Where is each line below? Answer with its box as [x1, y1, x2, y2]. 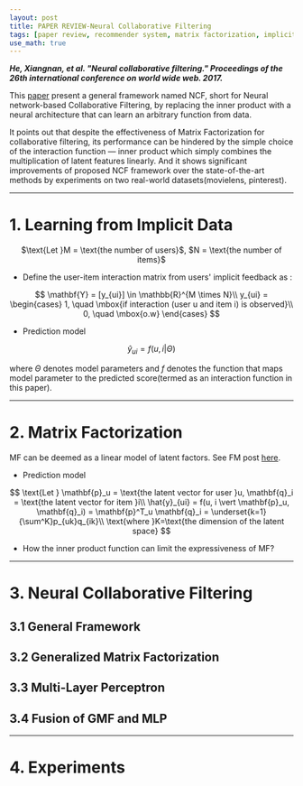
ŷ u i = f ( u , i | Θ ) [127, 344, 176, 356]
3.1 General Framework [9, 619, 142, 634]
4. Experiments [9, 757, 126, 778]
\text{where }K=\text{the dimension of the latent [106, 515, 285, 526]
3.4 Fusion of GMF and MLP [9, 710, 168, 726]
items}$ [136, 254, 167, 265]
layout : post [9, 13, 59, 23]
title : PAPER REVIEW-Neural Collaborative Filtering [9, 22, 212, 31]
